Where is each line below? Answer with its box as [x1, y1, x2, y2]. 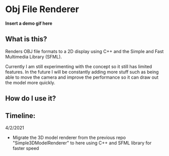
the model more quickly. [5, 79, 55, 85]
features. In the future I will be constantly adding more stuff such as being [5, 69, 159, 75]
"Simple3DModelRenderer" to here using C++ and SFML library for [12, 140, 152, 146]
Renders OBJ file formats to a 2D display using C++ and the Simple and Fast [5, 48, 164, 54]
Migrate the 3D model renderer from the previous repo [12, 134, 126, 140]
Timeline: [5, 111, 36, 120]
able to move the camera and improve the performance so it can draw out [5, 74, 159, 80]
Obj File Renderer [5, 4, 79, 15]
